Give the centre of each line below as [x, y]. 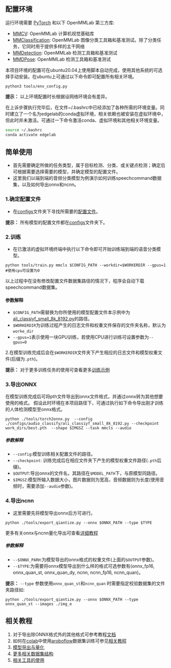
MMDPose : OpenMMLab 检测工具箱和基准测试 [62, 59]
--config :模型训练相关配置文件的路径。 [54, 454]
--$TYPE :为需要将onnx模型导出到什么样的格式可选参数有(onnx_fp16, [83, 566]
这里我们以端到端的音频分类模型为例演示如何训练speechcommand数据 [87, 178]
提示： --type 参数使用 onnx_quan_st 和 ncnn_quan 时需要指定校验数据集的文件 [85, 583]
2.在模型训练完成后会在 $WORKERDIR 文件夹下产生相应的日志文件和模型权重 [82, 352]
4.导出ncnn [20, 501]
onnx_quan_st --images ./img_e [39, 604]
